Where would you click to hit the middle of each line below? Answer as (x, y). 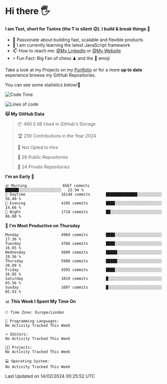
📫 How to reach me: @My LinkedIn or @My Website (66, 51)
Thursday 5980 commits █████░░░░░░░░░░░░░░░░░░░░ (84, 261)
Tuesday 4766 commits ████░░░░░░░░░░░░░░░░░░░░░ (84, 244)
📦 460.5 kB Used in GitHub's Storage (56, 124)
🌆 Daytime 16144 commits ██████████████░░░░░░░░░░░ (84, 195)
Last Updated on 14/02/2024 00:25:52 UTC (50, 376)
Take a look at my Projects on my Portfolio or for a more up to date (74, 70)
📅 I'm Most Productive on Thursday (43, 226)
